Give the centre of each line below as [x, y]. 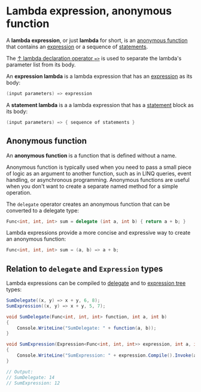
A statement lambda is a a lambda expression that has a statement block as [100, 105]
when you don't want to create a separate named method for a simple [92, 186]
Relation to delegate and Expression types [85, 268]
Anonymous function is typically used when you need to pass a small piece [99, 167]
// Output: [20, 372]
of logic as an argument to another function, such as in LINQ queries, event [99, 173]
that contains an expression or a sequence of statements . [77, 47]
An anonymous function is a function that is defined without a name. [92, 155]
